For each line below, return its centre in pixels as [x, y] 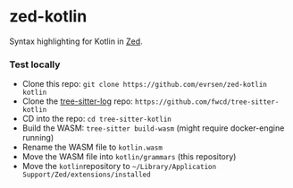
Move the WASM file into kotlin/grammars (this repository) [129, 157]
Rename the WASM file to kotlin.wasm [92, 147]
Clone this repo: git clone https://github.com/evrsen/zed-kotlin [145, 84]
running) [38, 138]
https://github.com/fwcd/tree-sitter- [207, 102]
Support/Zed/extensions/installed [86, 175]
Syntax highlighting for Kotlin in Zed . [76, 41]
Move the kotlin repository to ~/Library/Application [119, 167]
